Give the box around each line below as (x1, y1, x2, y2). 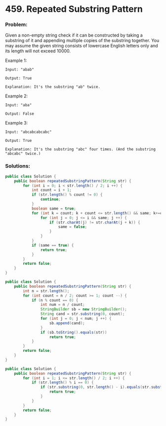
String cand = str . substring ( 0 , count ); (40, 311, 125, 317)
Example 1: (5, 58, 27, 64)
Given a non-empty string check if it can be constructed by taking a (5, 32, 143, 38)
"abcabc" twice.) (5, 151, 41, 156)
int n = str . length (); (23, 288, 70, 294)
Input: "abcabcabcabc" (5, 129, 52, 134)
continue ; (40, 197, 61, 202)
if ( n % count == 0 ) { (31, 298, 79, 302)
